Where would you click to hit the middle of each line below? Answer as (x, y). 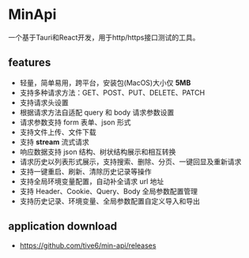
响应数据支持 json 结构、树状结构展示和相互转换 (98, 151)
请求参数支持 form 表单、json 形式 (75, 122)
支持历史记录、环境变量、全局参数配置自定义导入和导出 (109, 201)
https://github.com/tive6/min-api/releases (88, 245)
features (30, 63)
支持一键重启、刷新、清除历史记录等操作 (85, 171)
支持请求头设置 (44, 102)
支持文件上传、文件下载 (58, 132)
